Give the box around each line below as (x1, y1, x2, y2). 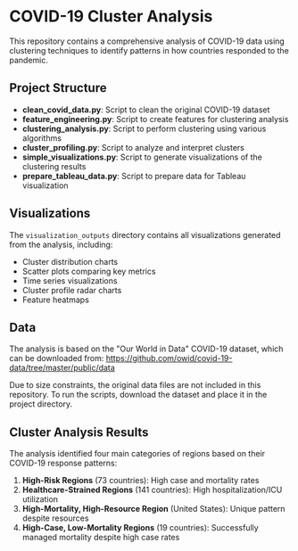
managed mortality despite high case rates (21, 532, 180, 543)
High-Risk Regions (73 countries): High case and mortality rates (21, 475, 260, 486)
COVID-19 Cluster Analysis (9, 6, 213, 27)
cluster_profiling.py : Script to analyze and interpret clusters (21, 142, 245, 152)
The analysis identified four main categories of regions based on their (9, 448, 266, 459)
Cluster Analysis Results (9, 424, 149, 440)
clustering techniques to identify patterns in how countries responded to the (9, 45, 290, 55)
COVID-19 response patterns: (9, 457, 118, 469)
